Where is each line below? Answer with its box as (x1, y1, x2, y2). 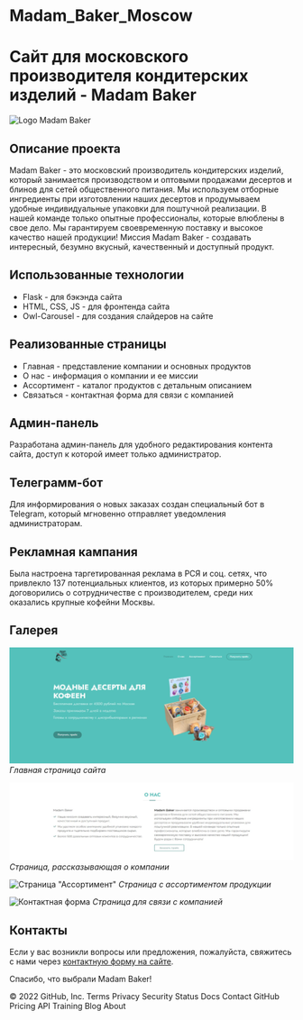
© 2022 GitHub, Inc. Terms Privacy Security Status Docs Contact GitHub (9, 991, 280, 1002)
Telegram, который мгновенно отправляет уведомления (9, 508, 226, 519)
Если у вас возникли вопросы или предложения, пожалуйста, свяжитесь (9, 947, 292, 958)
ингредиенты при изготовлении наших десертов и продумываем (9, 193, 261, 204)
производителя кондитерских (9, 66, 249, 87)
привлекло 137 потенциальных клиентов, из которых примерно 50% (9, 578, 274, 588)
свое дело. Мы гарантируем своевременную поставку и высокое (9, 222, 263, 232)
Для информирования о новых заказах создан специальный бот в (9, 499, 265, 510)
